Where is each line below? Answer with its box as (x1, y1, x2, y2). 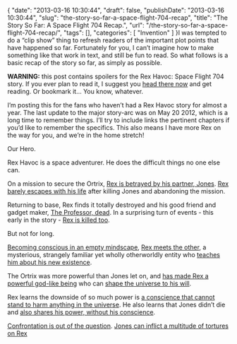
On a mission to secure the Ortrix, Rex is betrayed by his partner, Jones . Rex (7, 179, 229, 188)
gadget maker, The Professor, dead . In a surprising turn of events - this (7, 208, 214, 216)
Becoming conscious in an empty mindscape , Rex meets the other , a (7, 243, 207, 251)
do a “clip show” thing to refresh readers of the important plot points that (7, 36, 219, 45)
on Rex (7, 329, 28, 338)
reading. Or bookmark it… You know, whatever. (7, 88, 143, 95)
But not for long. (7, 230, 55, 237)
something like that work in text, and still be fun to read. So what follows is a (7, 51, 229, 59)
